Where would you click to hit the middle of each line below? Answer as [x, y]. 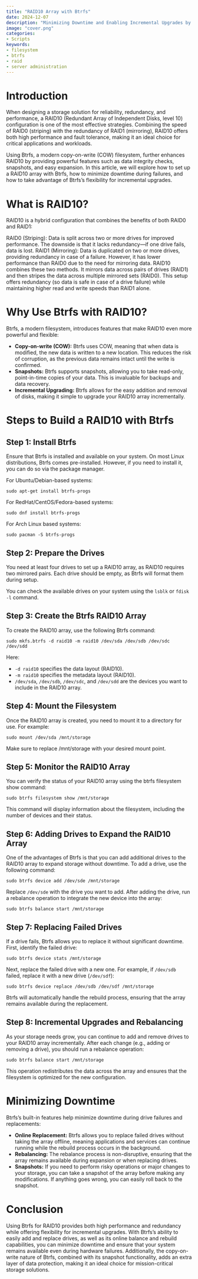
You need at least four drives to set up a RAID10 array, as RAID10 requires [95, 567]
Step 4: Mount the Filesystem [61, 706]
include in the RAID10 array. [48, 687]
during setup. [22, 580]
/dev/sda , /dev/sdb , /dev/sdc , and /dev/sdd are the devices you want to [101, 681]
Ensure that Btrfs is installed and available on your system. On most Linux [95, 456]
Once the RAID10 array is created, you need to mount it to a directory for [94, 720]
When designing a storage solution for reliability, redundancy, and [86, 112]
